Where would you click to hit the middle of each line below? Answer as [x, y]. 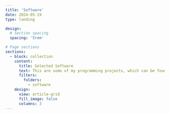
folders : [33, 80]
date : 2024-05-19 [24, 15]
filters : [28, 75]
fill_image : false [38, 99]
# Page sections [22, 47]
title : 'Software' [25, 10]
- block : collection [31, 56]
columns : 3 [30, 104]
